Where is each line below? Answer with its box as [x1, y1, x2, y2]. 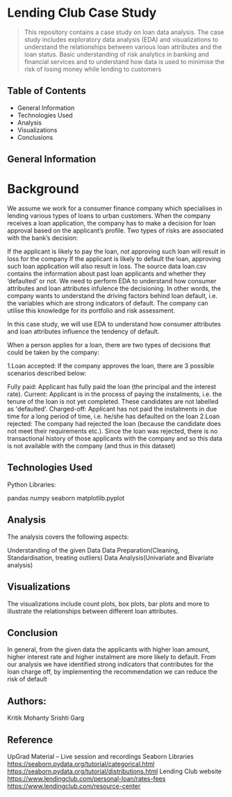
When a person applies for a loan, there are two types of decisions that [7, 341, 210, 349]
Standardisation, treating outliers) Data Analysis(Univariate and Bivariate [7, 553, 214, 562]
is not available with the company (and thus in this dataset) [7, 442, 176, 450]
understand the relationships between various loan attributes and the [24, 42, 222, 51]
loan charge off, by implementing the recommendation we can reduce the [7, 668, 217, 676]
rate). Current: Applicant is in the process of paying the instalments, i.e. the [7, 390, 222, 398]
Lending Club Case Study [7, 5, 157, 21]
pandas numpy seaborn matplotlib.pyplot [7, 494, 125, 502]
